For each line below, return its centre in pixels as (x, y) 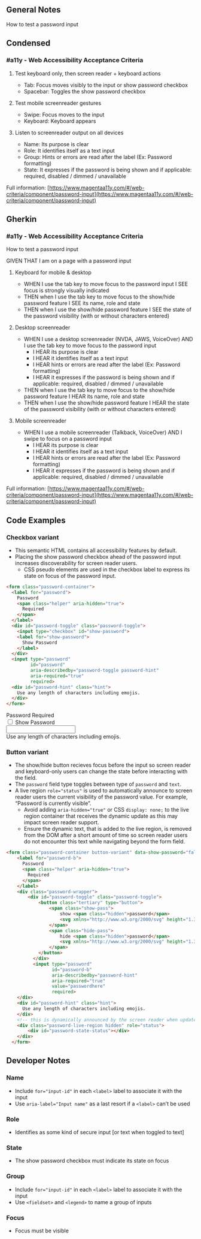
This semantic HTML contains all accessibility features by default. (96, 550)
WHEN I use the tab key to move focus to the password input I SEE (106, 284)
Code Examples (36, 520)
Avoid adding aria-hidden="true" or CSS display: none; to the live (106, 810)
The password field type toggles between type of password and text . (98, 784)
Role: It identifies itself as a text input (69, 150)
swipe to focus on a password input (68, 439)
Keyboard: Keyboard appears (60, 121)
